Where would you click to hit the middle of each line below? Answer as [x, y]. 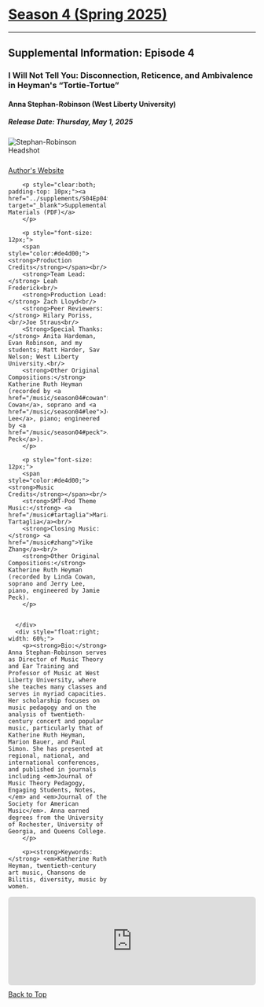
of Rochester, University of [56, 824]
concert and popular [70, 721]
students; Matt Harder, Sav [54, 350]
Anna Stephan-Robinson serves [58, 652]
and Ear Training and [44, 666]
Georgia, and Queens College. [58, 831]
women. [19, 886]
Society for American [44, 803]
